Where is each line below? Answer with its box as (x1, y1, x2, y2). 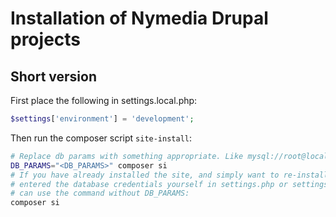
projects (10, 28, 82, 51)
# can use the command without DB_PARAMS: (10, 188, 190, 199)
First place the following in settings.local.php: (10, 95, 198, 106)
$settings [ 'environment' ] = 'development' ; (10, 114, 195, 124)
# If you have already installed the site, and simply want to (10, 170, 280, 180)
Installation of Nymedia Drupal (10, 7, 269, 30)
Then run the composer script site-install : (10, 132, 193, 144)
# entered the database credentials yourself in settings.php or (10, 179, 288, 189)
